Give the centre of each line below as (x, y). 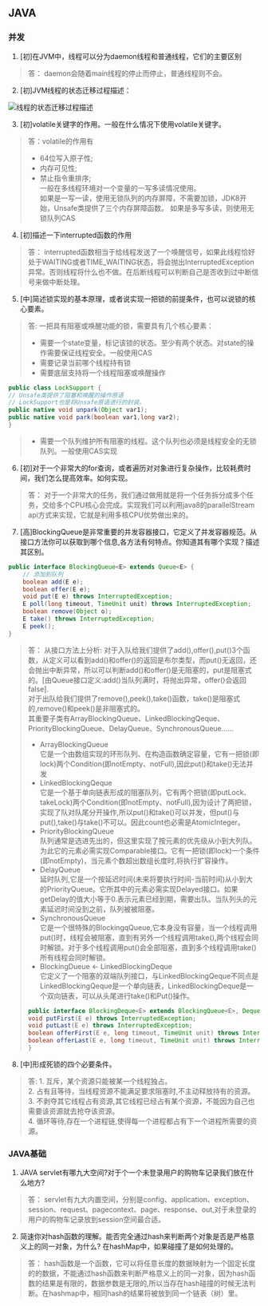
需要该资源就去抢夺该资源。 (73, 1111)
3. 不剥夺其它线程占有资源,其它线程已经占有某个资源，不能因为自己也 (141, 1101)
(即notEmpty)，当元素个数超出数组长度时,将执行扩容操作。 (136, 861)
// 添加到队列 (43, 574)
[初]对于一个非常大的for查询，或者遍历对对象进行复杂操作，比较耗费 (132, 468)
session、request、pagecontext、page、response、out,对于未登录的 (142, 1209)
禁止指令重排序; (65, 178)
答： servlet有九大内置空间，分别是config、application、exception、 (140, 1200)
